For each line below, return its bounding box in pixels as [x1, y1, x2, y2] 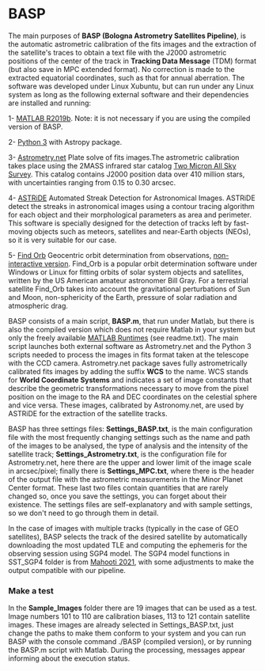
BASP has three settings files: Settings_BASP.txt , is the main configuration [8, 424, 253, 434]
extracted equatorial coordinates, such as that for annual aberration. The [8, 73, 245, 82]
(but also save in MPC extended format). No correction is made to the [8, 64, 235, 74]
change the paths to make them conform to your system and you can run [8, 628, 247, 638]
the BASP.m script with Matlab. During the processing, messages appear [8, 646, 245, 655]
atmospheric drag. [8, 301, 69, 310]
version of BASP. [8, 122, 63, 131]
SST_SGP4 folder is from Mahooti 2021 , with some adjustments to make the [8, 557, 255, 567]
